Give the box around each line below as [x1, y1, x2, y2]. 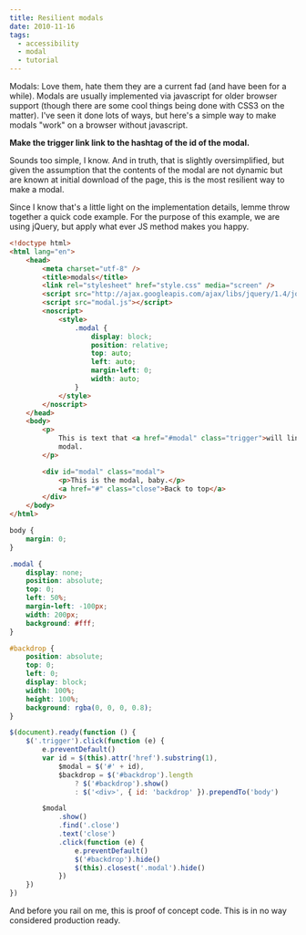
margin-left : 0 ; [90, 366, 153, 375]
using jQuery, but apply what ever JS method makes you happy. [9, 221, 250, 232]
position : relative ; [90, 340, 169, 349]
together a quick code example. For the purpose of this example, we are [9, 212, 280, 222]
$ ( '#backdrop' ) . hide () [74, 855, 161, 864]
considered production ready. [9, 915, 121, 926]
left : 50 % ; [25, 594, 67, 603]
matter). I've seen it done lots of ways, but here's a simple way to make [9, 110, 277, 120]
